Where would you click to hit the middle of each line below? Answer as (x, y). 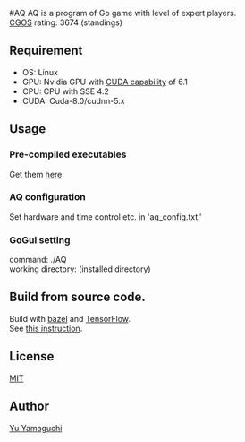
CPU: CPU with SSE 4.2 (65, 91)
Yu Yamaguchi (36, 428)
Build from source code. (77, 297)
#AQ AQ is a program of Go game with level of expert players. (123, 13)
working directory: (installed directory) (80, 269)
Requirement (46, 51)
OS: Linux (40, 72)
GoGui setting (40, 239)
